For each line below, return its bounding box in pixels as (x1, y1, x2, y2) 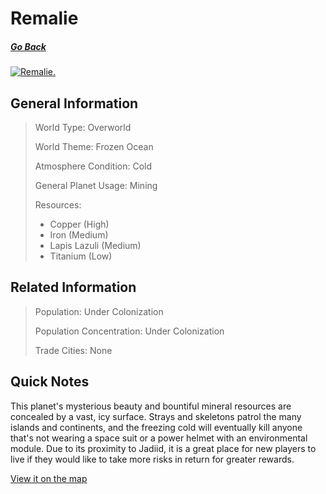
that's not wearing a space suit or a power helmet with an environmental (10, 432, 308, 444)
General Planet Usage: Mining (34, 179, 158, 191)
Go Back (10, 40, 47, 52)
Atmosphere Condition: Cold (34, 160, 153, 172)
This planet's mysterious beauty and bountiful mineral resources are (10, 400, 292, 412)
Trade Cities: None (34, 344, 113, 356)
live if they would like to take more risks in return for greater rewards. (10, 453, 295, 465)
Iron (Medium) (49, 228, 109, 241)
